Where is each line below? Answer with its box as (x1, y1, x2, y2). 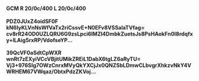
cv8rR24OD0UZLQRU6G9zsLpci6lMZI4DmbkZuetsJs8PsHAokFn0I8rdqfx (6, 30, 193, 38)
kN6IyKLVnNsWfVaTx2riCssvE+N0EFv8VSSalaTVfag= (6, 24, 145, 31)
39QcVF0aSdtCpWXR (6, 49, 62, 56)
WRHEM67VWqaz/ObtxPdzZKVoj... (6, 68, 96, 75)
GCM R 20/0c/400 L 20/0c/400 (6, 5, 86, 12)
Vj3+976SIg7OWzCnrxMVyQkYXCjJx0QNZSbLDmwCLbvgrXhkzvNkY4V (6, 62, 192, 69)
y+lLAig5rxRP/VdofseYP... (6, 37, 73, 44)
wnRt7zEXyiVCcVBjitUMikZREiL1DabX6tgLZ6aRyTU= (6, 56, 141, 63)
